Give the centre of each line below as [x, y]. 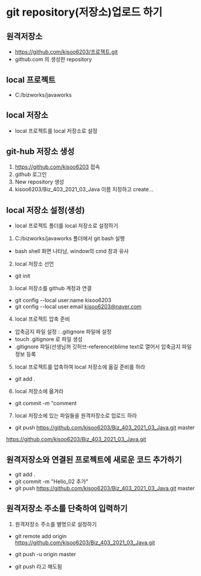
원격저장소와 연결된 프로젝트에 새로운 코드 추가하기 [94, 459]
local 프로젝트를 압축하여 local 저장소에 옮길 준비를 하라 [80, 367]
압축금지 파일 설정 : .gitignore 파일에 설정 [63, 332]
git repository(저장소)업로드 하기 [84, 12]
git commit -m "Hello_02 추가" [51, 482]
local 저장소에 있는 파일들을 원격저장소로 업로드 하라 [76, 416]
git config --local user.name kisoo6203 [63, 300]
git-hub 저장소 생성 [40, 151]
